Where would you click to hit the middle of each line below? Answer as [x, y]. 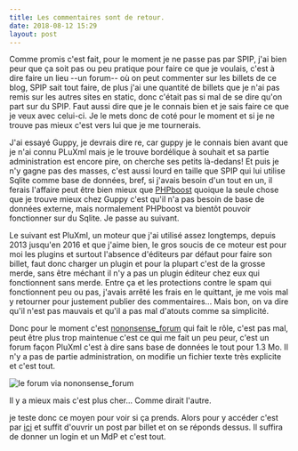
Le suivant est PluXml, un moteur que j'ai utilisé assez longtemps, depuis [142, 236]
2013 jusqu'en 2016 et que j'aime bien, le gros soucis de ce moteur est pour [148, 245]
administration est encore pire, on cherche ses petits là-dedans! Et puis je [144, 162]
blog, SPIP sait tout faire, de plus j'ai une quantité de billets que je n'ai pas [145, 88]
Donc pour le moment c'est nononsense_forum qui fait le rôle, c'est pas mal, [149, 328]
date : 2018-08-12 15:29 [53, 26]
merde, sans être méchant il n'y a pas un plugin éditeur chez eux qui [135, 273]
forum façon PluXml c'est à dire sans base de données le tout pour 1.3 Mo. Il [149, 347]
